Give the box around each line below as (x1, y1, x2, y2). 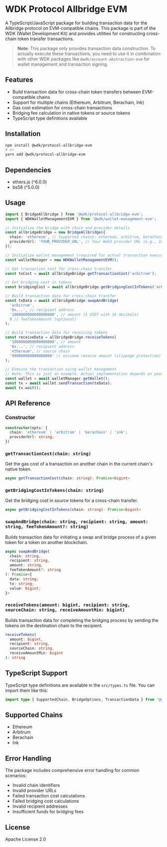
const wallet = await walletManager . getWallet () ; (5, 376, 110, 381)
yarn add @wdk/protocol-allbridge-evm (5, 152, 85, 157)
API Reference (5, 399, 51, 408)
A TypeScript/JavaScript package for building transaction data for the (5, 20, 148, 26)
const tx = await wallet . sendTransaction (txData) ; (5, 381, 112, 386)
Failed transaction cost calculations (12, 793, 85, 799)
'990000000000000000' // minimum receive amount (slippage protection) (9, 353, 162, 358)
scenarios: (5, 772, 27, 778)
